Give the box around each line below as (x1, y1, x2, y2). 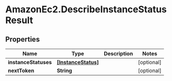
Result (5, 14, 33, 26)
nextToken (8, 67, 34, 74)
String (56, 67, 72, 74)
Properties (5, 35, 40, 44)
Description (103, 50, 133, 57)
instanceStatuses (8, 59, 52, 66)
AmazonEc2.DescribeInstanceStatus (5, 4, 167, 15)
